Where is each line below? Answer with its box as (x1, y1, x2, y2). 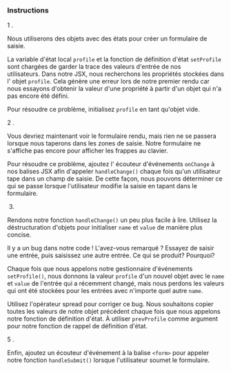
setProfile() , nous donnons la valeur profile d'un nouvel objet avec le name (7, 272, 225, 281)
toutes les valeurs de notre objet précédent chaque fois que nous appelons (7, 308, 221, 316)
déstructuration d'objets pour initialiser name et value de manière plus (7, 223, 203, 232)
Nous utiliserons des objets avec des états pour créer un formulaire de (7, 34, 208, 43)
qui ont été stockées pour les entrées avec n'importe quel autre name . (7, 287, 203, 295)
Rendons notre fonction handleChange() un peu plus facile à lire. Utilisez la (7, 216, 217, 224)
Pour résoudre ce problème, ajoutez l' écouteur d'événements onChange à (7, 160, 215, 168)
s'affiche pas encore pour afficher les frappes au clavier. (7, 147, 168, 155)
